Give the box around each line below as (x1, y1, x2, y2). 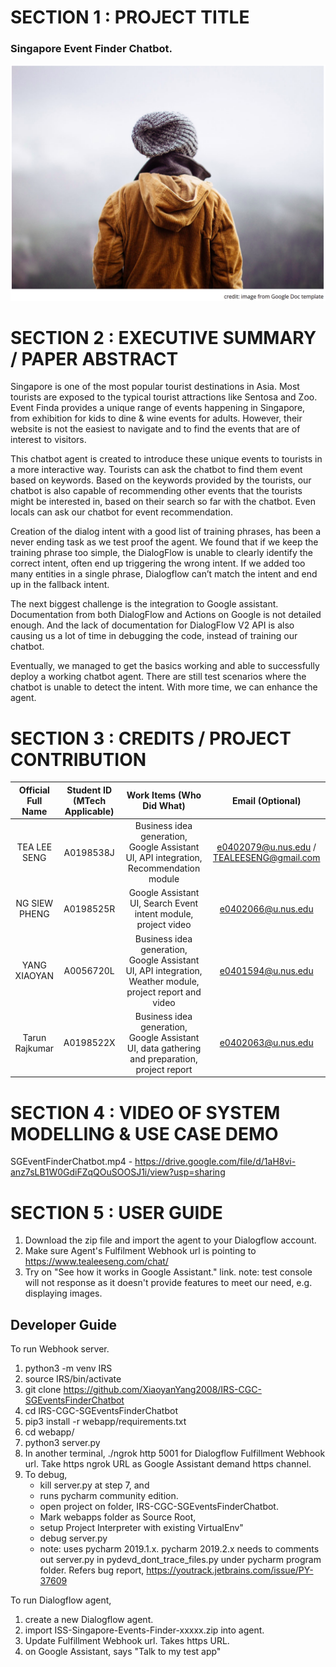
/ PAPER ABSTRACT (10, 347, 179, 370)
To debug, (24, 1469, 68, 1481)
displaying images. (24, 1287, 103, 1300)
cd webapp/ (24, 1426, 75, 1438)
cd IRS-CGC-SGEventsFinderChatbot (24, 1405, 178, 1417)
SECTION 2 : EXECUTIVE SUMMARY (10, 326, 317, 349)
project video (136, 919, 192, 931)
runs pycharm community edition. (39, 1490, 179, 1502)
